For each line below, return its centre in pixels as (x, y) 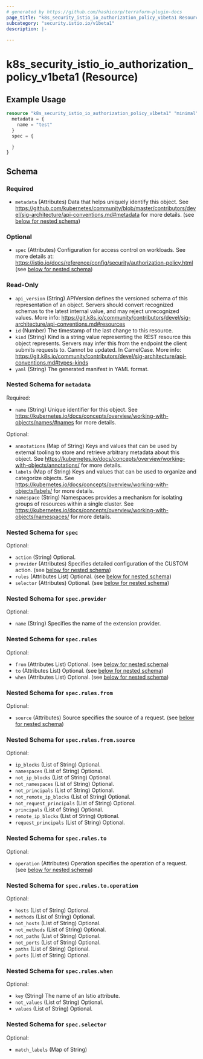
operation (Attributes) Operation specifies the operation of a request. (101, 863)
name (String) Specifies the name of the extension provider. (88, 624)
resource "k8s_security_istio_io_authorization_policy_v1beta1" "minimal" (102, 114)
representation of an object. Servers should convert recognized (94, 305)
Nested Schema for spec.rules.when (60, 971)
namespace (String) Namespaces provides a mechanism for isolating (99, 497)
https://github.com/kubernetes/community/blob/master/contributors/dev (105, 208)
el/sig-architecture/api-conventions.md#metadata (77, 214)
